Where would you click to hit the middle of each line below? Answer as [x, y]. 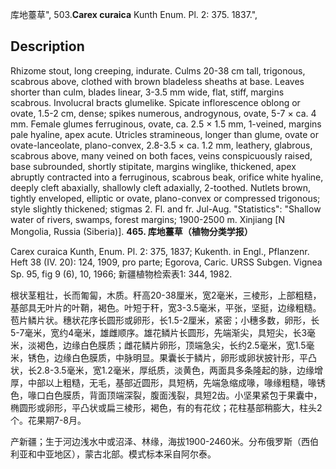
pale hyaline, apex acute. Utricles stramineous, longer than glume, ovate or [165, 134]
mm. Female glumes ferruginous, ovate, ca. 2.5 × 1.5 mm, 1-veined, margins [166, 124]
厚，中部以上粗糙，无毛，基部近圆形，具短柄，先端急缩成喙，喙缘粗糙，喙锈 [168, 382]
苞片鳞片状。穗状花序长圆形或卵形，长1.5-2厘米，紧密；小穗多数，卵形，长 [165, 320]
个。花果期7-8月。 [48, 420]
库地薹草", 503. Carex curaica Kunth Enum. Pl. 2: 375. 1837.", [134, 14]
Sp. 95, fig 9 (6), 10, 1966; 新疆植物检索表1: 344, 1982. [121, 274]
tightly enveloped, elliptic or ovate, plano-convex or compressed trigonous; [165, 198]
